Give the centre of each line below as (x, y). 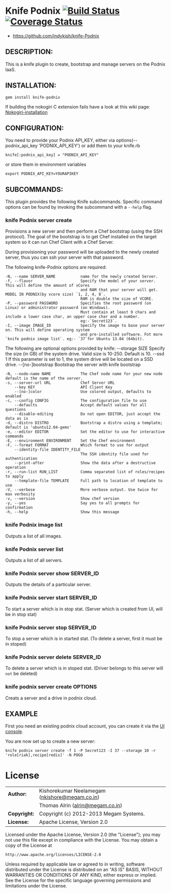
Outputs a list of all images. (34, 536)
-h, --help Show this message (62, 512)
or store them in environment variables (46, 164)
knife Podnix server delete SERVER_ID (53, 657)
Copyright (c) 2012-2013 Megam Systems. (92, 814)
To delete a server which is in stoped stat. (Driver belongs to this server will (84, 668)
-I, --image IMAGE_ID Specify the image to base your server (85, 326)
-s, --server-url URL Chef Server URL (60, 383)
